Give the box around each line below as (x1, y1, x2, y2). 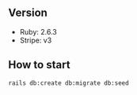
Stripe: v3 (19, 35, 52, 45)
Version (8, 6, 48, 20)
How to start (8, 58, 70, 71)
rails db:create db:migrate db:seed (8, 79, 129, 87)
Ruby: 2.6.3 (19, 27, 57, 36)
